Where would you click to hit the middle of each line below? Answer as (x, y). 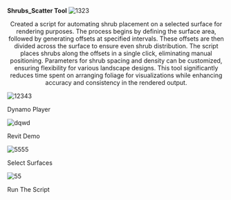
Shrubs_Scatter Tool (37, 11)
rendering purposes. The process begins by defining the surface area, (116, 31)
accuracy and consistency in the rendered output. (116, 82)
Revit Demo (24, 136)
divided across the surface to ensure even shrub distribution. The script (116, 46)
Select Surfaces (30, 163)
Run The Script (28, 189)
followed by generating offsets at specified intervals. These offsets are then (116, 39)
